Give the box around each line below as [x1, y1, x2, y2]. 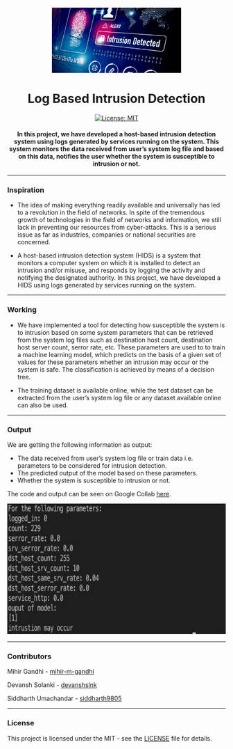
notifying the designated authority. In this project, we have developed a [17, 274, 221, 282]
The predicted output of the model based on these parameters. [17, 469, 198, 478]
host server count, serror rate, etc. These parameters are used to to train [17, 342, 225, 352]
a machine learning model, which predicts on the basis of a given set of [17, 350, 222, 358]
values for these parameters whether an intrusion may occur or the [17, 358, 209, 366]
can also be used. [17, 401, 69, 409]
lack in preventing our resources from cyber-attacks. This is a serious [17, 223, 216, 232]
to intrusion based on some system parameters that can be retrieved [17, 328, 214, 336]
